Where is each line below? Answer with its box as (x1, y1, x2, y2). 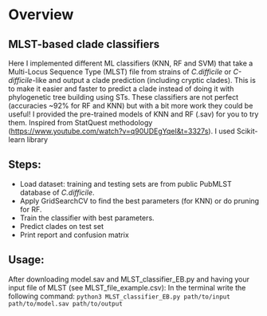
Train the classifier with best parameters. (19, 213, 155, 223)
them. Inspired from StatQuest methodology (8, 118, 153, 127)
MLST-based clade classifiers (8, 38, 160, 51)
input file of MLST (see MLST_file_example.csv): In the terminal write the (8, 282, 246, 292)
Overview (8, 6, 74, 24)
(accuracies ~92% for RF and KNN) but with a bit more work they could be (8, 101, 253, 110)
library (26, 135, 49, 144)
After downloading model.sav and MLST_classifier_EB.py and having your (8, 274, 249, 284)
